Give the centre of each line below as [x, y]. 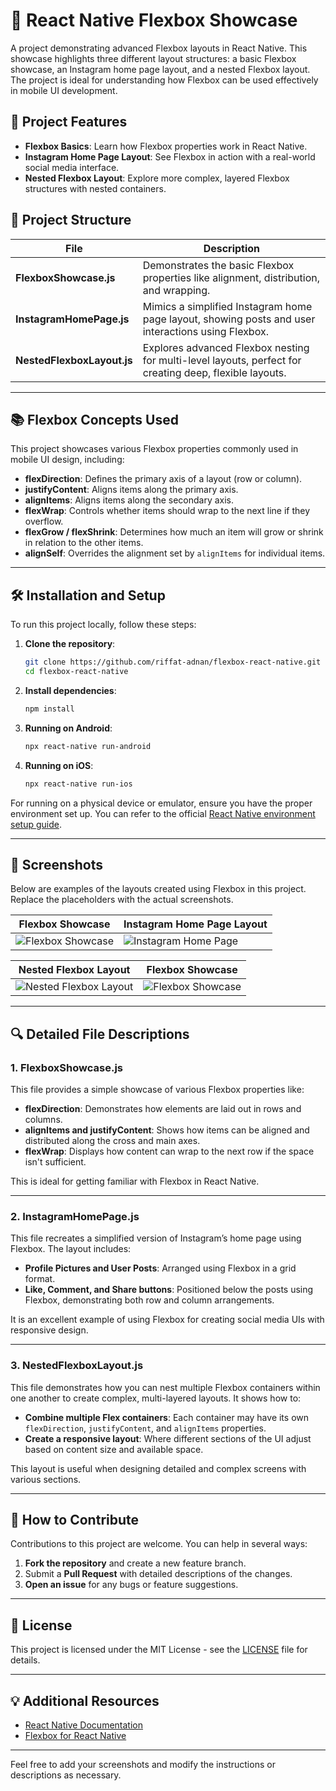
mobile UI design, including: [67, 460]
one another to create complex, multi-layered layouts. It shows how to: [156, 1398]
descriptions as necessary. [66, 1775]
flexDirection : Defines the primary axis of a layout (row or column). [163, 479]
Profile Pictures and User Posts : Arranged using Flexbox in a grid [160, 1268]
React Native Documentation [83, 1725]
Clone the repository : [70, 644]
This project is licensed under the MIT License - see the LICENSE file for [159, 1650]
